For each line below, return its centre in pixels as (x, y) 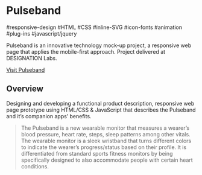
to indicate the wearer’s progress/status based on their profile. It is (104, 147)
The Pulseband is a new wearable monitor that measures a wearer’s (105, 128)
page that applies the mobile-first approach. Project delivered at (86, 51)
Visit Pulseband (26, 69)
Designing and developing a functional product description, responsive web (100, 103)
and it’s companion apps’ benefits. (49, 116)
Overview (25, 89)
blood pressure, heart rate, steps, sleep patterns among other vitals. (106, 134)
